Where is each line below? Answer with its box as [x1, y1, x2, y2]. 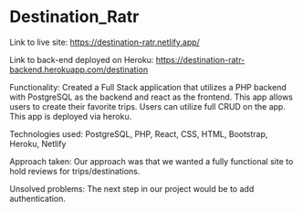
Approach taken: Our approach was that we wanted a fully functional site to [9, 155, 294, 166]
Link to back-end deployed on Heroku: [9, 54, 154, 65]
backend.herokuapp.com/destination [9, 64, 149, 75]
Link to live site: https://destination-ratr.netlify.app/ [9, 37, 201, 47]
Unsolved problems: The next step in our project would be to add [9, 183, 255, 194]
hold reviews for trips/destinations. [9, 165, 141, 176]
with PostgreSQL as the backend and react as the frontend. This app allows [9, 91, 294, 102]
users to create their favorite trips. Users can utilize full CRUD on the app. [9, 100, 286, 111]
